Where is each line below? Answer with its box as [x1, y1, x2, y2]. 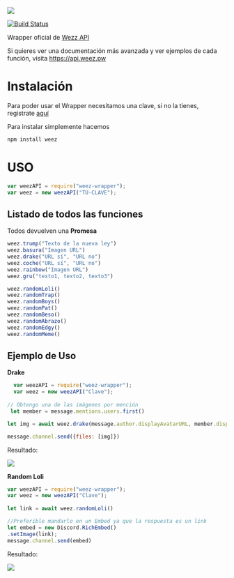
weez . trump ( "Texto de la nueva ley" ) [7, 241, 117, 248]
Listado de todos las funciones [7, 208, 143, 220]
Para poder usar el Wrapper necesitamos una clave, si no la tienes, [7, 101, 199, 109]
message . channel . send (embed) [7, 537, 92, 544]
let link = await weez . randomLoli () [7, 505, 114, 512]
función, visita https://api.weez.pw [7, 54, 107, 62]
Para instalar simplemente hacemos [7, 122, 110, 130]
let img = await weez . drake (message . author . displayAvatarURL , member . [7, 420, 217, 427]
